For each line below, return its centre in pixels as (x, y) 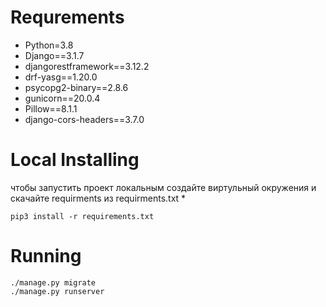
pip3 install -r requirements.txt (82, 216)
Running (46, 256)
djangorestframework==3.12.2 (87, 66)
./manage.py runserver (57, 291)
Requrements (67, 17)
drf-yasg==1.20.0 (61, 77)
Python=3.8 (49, 45)
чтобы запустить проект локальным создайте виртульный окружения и (163, 187)
